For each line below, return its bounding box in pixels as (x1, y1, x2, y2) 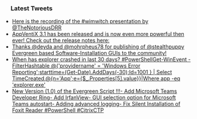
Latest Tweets (10, 4, 53, 13)
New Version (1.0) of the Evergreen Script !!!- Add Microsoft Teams (11, 88, 177, 95)
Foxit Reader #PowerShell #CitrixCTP (11, 106, 104, 114)
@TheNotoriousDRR (11, 24, 62, 31)
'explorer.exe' (11, 81, 46, 89)
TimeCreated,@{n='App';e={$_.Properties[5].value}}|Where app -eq (11, 75, 181, 82)
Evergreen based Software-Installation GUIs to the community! (11, 50, 167, 57)
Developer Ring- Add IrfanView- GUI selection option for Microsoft (11, 94, 176, 101)
